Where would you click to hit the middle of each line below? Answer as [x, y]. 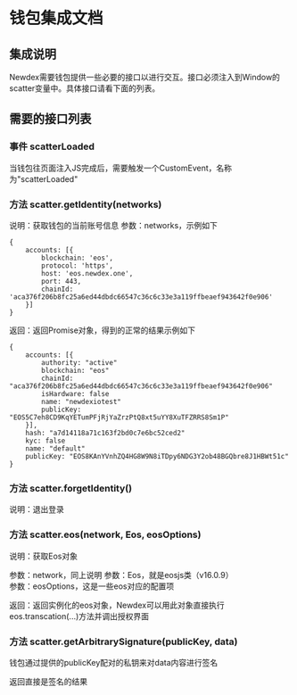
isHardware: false [75, 393]
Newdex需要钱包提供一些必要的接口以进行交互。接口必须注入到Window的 [145, 77]
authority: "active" [79, 362]
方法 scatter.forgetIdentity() [70, 488]
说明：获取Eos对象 [44, 556]
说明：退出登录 [37, 509]
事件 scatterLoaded [52, 146]
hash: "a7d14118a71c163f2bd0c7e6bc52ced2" [105, 433]
